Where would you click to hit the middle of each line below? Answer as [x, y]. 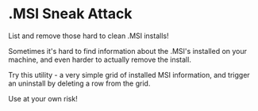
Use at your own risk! [43, 98]
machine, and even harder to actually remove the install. [100, 59]
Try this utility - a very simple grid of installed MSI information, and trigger [129, 75]
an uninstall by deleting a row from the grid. [79, 83]
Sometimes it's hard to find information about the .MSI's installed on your [128, 51]
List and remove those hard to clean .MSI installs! [89, 36]
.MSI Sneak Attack [70, 14]
